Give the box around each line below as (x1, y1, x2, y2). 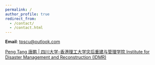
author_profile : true (5, 12, 50, 17)
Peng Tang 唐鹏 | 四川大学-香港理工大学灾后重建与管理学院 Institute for (5, 49, 150, 55)
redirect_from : (5, 16, 37, 21)
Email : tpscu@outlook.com (5, 39, 60, 44)
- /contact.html (9, 25, 43, 30)
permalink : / (5, 7, 32, 12)
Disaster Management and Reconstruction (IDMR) (5, 54, 106, 60)
